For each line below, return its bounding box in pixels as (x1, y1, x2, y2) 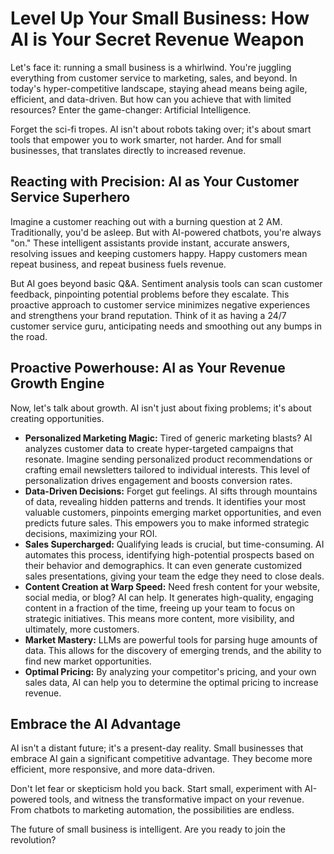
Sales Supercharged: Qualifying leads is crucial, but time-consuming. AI (24, 538, 325, 550)
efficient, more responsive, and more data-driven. (10, 763, 216, 776)
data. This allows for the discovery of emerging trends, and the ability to (24, 644, 322, 656)
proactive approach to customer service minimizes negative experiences (10, 298, 311, 311)
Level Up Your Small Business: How (10, 7, 310, 30)
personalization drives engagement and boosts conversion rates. (24, 474, 293, 486)
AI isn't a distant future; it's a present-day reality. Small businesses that (10, 742, 304, 754)
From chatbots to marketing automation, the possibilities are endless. (10, 804, 295, 816)
